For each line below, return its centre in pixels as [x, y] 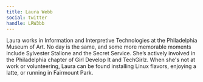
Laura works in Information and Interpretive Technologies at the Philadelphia [102, 41]
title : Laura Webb [29, 12]
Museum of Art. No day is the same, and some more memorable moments [99, 47]
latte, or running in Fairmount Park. [50, 73]
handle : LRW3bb [26, 23]
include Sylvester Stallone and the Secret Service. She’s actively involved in [101, 53]
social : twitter [27, 18]
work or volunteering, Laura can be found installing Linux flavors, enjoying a [101, 66]
